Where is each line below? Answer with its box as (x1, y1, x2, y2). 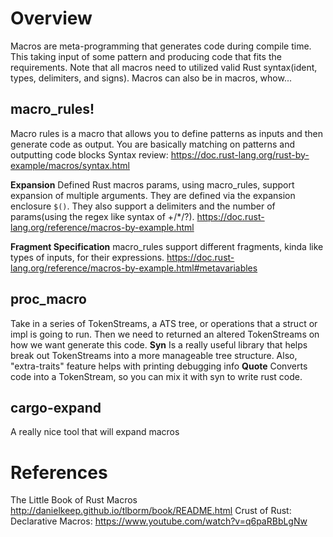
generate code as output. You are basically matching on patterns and (10, 138, 295, 150)
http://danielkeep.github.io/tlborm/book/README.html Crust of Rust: (10, 505, 292, 517)
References (10, 461, 108, 484)
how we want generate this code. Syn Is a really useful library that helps (10, 338, 308, 351)
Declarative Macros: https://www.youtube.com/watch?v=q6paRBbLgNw (10, 515, 308, 527)
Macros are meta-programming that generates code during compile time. (10, 40, 312, 52)
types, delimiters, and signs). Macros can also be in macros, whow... (10, 72, 293, 84)
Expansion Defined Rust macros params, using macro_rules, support (10, 178, 295, 191)
